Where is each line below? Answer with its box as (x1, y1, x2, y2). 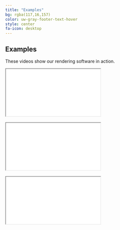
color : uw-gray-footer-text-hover (5, 17, 78, 22)
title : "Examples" (5, 7, 44, 13)
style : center (5, 21, 35, 27)
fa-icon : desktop (5, 26, 42, 31)
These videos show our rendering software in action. (5, 58, 115, 64)
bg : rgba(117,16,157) (5, 12, 51, 17)
